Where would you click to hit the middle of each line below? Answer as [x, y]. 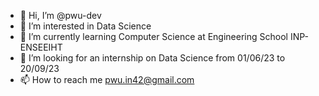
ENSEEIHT [41, 47]
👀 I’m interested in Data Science [85, 26]
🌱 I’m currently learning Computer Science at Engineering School [153, 36]
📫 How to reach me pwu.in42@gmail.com [107, 79]
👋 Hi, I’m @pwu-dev [60, 15]
